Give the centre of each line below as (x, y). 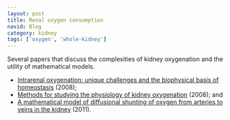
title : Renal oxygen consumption (55, 20)
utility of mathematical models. (51, 67)
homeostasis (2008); (47, 87)
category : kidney (32, 33)
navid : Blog (24, 26)
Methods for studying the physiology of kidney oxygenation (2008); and (120, 95)
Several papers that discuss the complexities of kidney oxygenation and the (115, 59)
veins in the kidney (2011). (54, 110)
